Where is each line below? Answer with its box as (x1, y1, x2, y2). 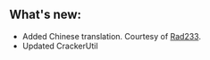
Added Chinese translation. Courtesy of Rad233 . (21, 30, 201, 41)
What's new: (9, 7, 82, 22)
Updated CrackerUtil (21, 40, 98, 51)
